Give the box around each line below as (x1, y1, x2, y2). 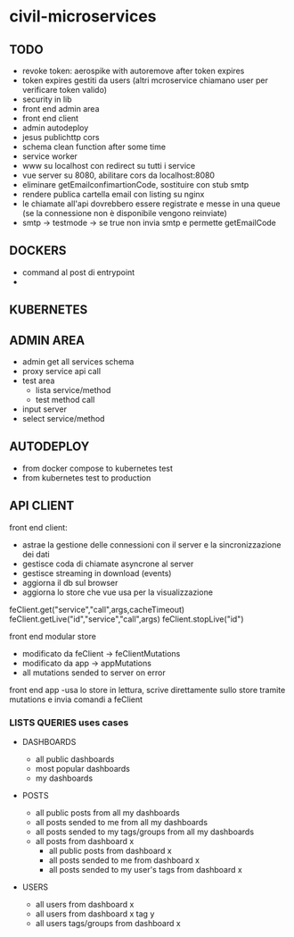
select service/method (21, 414, 105, 424)
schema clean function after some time (21, 141, 167, 152)
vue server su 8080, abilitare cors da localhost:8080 (21, 170, 216, 180)
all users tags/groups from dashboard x (35, 917, 181, 928)
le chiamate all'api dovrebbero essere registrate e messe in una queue (21, 198, 281, 209)
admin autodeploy (21, 122, 89, 133)
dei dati (21, 548, 51, 559)
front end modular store (9, 631, 96, 641)
